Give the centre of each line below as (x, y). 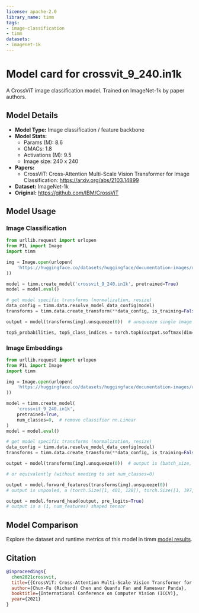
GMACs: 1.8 (38, 148)
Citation (21, 558)
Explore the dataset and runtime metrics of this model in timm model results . (99, 539)
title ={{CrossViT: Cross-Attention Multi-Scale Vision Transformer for (102, 582)
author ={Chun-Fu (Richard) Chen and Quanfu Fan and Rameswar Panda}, (99, 588)
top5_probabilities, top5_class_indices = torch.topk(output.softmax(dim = (100, 333)
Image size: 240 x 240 (51, 161)
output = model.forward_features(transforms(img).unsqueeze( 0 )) (87, 485)
